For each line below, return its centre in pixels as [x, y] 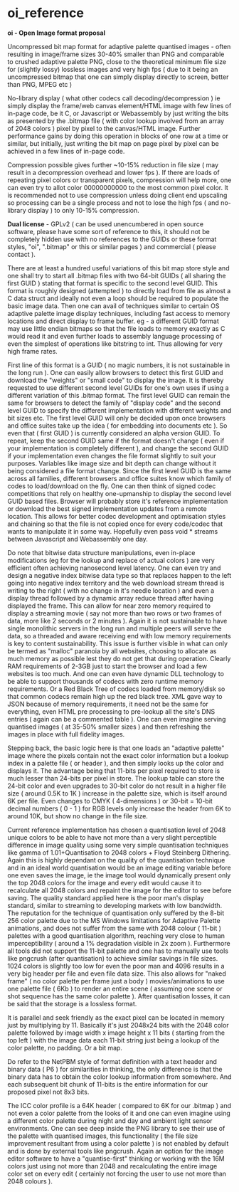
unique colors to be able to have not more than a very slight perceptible [112, 837]
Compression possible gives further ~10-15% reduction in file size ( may [113, 164]
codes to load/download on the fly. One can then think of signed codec [112, 486]
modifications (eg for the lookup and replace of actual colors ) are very [111, 560]
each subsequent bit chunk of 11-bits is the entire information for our [108, 1084]
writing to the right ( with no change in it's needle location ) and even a [111, 590]
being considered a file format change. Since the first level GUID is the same [119, 470]
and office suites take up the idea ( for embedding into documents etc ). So [117, 426]
